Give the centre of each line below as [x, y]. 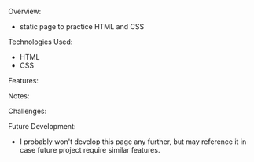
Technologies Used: [40, 42]
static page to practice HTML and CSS [82, 26]
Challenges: [28, 111]
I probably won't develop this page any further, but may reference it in [133, 142]
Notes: [19, 96]
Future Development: [42, 126]
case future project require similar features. [90, 150]
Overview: [25, 11]
